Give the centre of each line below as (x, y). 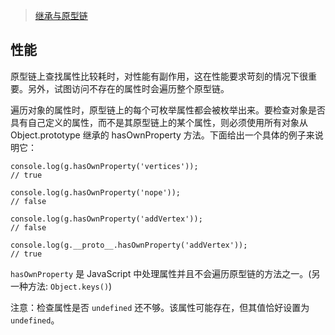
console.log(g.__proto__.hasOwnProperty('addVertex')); (129, 245)
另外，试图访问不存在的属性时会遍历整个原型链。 (128, 88)
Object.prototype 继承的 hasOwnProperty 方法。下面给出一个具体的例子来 (162, 135)
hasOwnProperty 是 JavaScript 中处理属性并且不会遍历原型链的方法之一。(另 (165, 273)
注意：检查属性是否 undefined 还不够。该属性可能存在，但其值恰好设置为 (160, 307)
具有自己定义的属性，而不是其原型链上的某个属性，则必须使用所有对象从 (159, 122)
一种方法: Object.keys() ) (61, 286)
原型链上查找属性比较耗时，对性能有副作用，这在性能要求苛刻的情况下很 (159, 76)
